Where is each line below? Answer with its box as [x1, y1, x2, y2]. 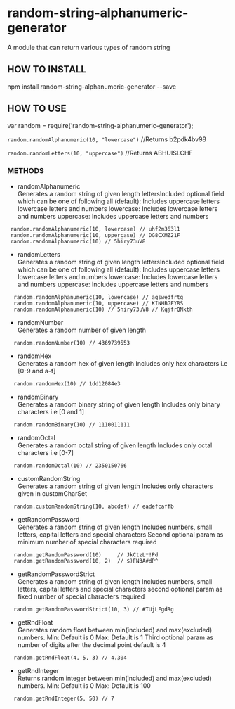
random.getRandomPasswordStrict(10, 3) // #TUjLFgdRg [13, 606, 174, 613]
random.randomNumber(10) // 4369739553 [13, 339, 130, 346]
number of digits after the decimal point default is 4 [17, 640, 166, 649]
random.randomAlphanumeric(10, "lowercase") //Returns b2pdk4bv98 [7, 135, 207, 143]
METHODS [7, 166, 44, 176]
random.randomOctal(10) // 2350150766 [13, 462, 128, 469]
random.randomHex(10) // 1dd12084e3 [13, 380, 121, 388]
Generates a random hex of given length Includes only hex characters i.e [17, 359, 228, 367]
